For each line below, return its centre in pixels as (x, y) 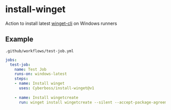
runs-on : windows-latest (41, 74)
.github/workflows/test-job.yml (39, 51)
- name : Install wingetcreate (47, 97)
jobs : (11, 60)
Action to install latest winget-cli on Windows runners (61, 23)
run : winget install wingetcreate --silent (66, 102)
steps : (21, 79)
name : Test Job (31, 69)
